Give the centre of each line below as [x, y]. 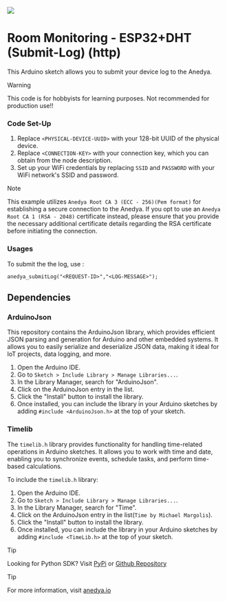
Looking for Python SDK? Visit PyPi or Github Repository [87, 563]
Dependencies [39, 297]
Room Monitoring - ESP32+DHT [99, 38]
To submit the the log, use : [46, 264]
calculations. [44, 466]
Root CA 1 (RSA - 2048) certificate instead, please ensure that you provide [113, 216]
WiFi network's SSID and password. [68, 175]
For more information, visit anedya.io [59, 590]
